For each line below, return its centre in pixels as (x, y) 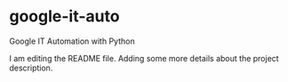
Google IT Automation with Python (72, 41)
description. (31, 68)
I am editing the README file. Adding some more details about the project (144, 58)
